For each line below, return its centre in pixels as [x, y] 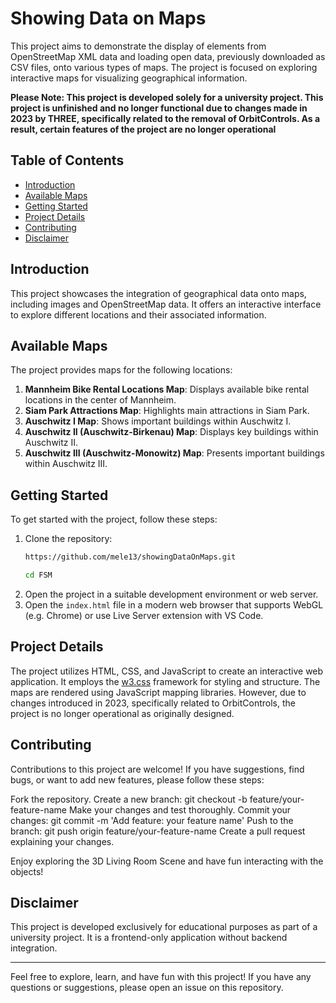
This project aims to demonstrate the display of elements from [138, 46]
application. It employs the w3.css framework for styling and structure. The [165, 681]
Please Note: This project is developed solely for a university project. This [167, 97]
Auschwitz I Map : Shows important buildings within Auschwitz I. [158, 421]
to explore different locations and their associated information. [138, 314]
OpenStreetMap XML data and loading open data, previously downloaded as [168, 56]
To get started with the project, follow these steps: [114, 519]
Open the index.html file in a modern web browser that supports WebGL [174, 604]
